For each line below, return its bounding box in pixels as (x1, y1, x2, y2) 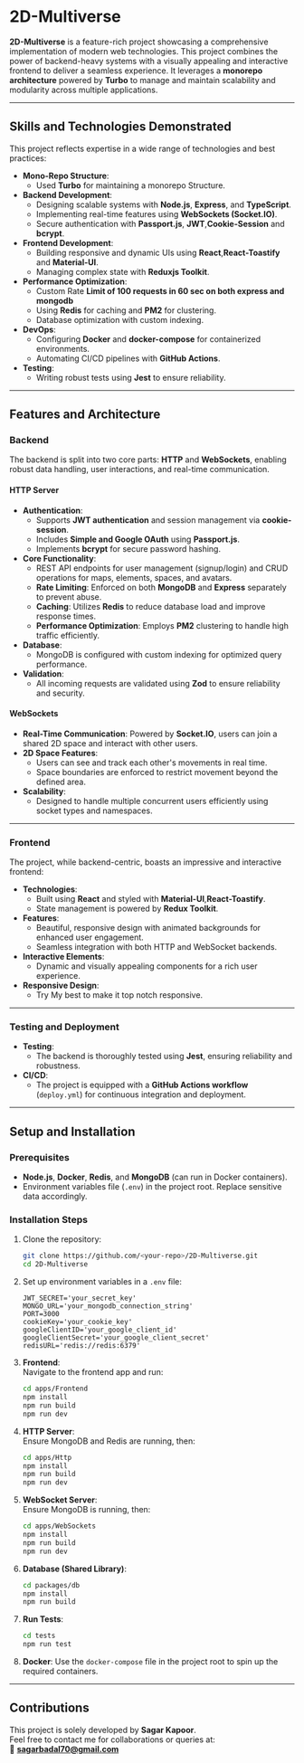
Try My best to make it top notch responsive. (35, 990, 204, 1000)
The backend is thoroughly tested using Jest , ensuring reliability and (35, 1051, 292, 1062)
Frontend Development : (22, 237, 114, 248)
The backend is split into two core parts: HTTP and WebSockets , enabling (9, 454, 287, 465)
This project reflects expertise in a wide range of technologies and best (9, 143, 276, 154)
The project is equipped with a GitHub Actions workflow (35, 1079, 249, 1091)
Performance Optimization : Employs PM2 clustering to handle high (35, 620, 290, 630)
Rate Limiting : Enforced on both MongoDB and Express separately (35, 582, 287, 592)
